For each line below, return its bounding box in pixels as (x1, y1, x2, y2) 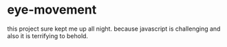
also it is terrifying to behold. (7, 31, 88, 40)
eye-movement (7, 2, 97, 18)
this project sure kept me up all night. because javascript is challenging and (7, 25, 221, 33)
